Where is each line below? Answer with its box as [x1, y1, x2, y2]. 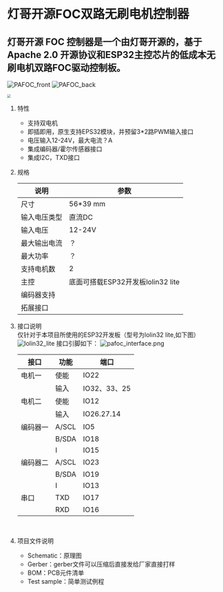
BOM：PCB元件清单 [27, 569, 85, 577]
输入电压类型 [20, 213, 63, 221]
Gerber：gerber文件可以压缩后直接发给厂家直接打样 [27, 560, 176, 568]
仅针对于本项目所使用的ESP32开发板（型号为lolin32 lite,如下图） [17, 330, 200, 339]
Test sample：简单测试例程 [27, 578, 105, 585]
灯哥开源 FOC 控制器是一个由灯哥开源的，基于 [7, 36, 202, 48]
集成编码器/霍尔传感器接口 [27, 145, 103, 152]
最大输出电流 [20, 239, 63, 248]
